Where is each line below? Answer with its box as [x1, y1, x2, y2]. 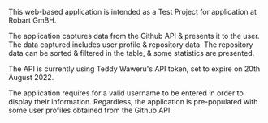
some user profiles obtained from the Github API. [8, 105, 173, 115]
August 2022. [8, 73, 54, 82]
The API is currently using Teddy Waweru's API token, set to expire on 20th [8, 64, 261, 74]
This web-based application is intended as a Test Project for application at [8, 7, 257, 16]
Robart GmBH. [8, 15, 57, 25]
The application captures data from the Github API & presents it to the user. [8, 32, 260, 40]
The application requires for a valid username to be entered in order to [8, 88, 244, 98]
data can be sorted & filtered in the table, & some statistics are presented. [8, 49, 255, 57]
